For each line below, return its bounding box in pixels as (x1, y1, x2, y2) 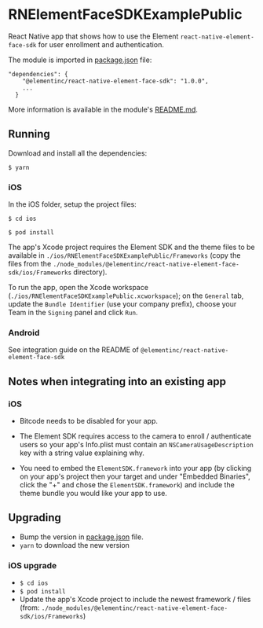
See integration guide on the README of (8, 345, 140, 354)
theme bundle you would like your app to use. (19, 489, 167, 498)
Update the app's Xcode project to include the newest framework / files (19, 595, 251, 604)
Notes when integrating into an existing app (8, 375, 226, 388)
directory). (73, 267, 108, 277)
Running (8, 127, 51, 141)
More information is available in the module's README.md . (8, 105, 199, 114)
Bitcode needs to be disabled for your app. (19, 417, 159, 426)
